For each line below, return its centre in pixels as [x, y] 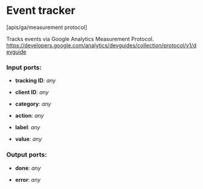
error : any [28, 179]
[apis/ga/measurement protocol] [47, 27]
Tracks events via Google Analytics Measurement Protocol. [80, 39]
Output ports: [27, 155]
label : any [28, 127]
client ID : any [32, 92]
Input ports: [24, 67]
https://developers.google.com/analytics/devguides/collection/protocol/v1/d [101, 45]
